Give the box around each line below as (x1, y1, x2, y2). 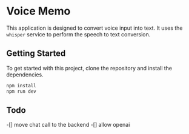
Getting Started (6, 49, 66, 59)
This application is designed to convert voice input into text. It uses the (6, 24, 183, 32)
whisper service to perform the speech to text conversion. (6, 30, 151, 38)
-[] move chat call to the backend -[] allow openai (6, 121, 130, 129)
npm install (6, 82, 36, 89)
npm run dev (6, 88, 36, 95)
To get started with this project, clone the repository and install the (6, 64, 173, 72)
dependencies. (6, 71, 44, 78)
